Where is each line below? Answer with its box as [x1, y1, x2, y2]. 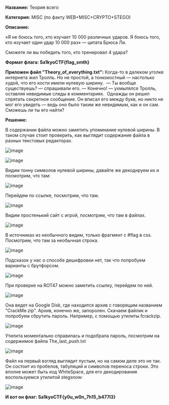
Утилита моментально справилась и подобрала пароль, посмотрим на [5, 333, 160, 339]
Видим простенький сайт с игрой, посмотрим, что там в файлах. [5, 212, 146, 218]
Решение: [5, 117, 27, 123]
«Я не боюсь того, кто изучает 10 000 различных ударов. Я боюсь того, [5, 34, 160, 40]
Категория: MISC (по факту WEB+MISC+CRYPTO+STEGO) [5, 14, 131, 20]
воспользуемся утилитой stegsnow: [5, 374, 83, 380]
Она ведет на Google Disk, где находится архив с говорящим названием [5, 302, 162, 308]
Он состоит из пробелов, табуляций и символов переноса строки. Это [5, 363, 159, 369]
